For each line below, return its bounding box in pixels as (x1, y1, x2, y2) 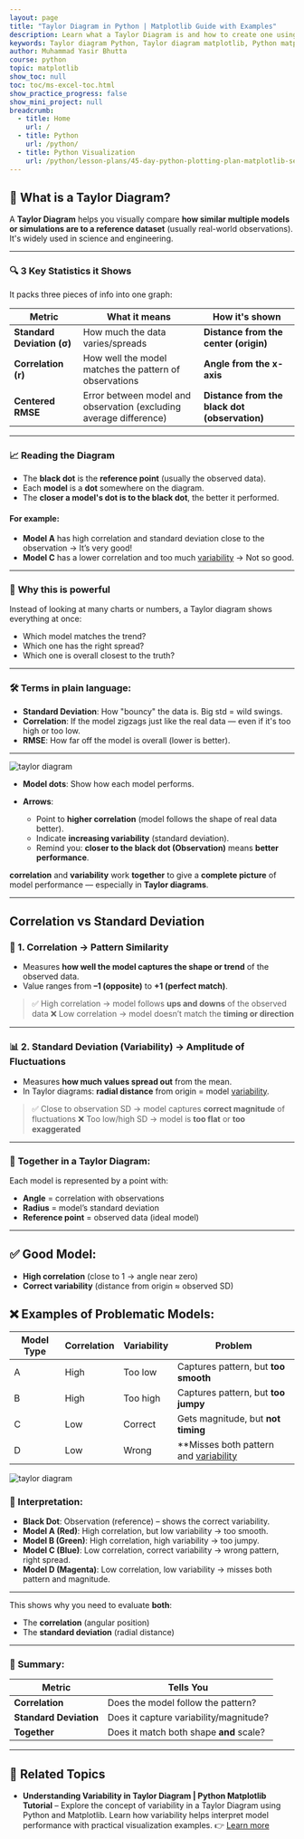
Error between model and (82, 388, 192, 401)
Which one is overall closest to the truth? (22, 650, 175, 661)
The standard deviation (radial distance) (22, 1626, 175, 1637)
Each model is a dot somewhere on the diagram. (22, 482, 204, 493)
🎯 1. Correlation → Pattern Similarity (9, 941, 169, 953)
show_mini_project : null (9, 97, 103, 107)
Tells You (167, 1681, 209, 1694)
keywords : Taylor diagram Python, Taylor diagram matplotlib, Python (9, 38, 278, 48)
